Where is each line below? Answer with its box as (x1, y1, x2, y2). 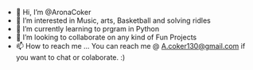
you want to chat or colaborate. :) (15, 53, 126, 62)
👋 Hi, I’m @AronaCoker (15, 8, 91, 17)
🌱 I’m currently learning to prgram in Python (15, 24, 160, 33)
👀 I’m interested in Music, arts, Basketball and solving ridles (15, 16, 211, 25)
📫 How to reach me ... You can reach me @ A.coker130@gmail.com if (15, 42, 246, 50)
